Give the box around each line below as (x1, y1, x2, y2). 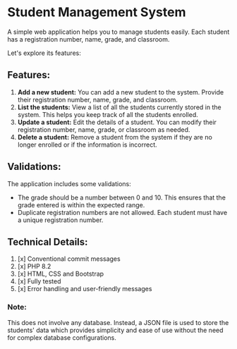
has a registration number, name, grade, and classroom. (7, 35, 170, 43)
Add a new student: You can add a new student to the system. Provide (17, 87, 224, 96)
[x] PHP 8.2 (17, 262, 51, 271)
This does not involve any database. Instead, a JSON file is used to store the (7, 318, 229, 326)
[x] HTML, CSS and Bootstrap (17, 269, 104, 278)
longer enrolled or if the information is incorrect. (17, 140, 157, 149)
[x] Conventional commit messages (17, 255, 121, 263)
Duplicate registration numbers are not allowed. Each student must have (17, 208, 228, 216)
